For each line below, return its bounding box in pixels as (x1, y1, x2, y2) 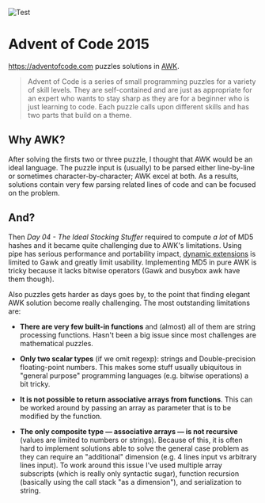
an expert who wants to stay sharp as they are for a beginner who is (27, 93, 250, 103)
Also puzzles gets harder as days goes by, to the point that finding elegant (8, 289, 251, 299)
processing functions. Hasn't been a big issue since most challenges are (19, 330, 257, 340)
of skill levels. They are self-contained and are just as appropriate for (27, 85, 253, 94)
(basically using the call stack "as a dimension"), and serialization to (19, 477, 242, 486)
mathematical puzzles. (19, 338, 93, 348)
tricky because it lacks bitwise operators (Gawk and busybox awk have (8, 265, 240, 275)
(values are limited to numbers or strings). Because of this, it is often (19, 435, 243, 444)
